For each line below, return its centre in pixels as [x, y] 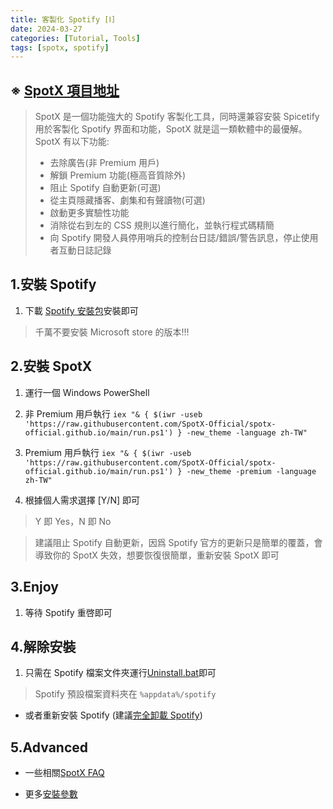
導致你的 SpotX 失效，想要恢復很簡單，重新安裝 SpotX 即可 [157, 555]
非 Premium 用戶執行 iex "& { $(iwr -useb [113, 413]
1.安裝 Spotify [53, 284]
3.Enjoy [34, 587]
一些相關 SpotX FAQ [64, 773]
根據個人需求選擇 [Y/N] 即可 [82, 500]
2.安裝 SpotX [51, 366]
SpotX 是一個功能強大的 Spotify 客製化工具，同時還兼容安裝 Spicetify [177, 117]
